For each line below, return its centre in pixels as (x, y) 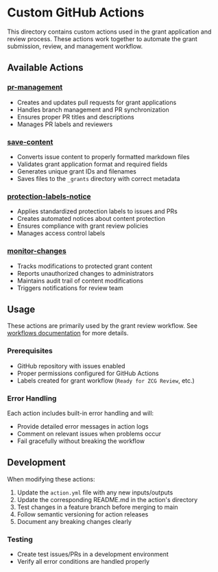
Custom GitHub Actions (76, 13)
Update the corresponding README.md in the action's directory (107, 499)
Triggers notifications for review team (70, 288)
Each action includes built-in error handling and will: (81, 413)
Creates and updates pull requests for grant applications (97, 102)
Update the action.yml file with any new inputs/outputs (95, 492)
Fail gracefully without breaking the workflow (81, 441)
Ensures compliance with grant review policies (83, 226)
